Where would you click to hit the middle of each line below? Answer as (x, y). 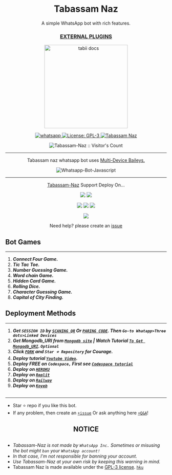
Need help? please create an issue (86, 226)
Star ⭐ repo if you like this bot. (45, 406)
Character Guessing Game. (42, 292)
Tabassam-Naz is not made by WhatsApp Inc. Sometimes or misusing (86, 445)
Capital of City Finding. (38, 297)
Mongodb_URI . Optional (36, 346)
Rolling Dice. (26, 287)
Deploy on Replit (31, 374)
